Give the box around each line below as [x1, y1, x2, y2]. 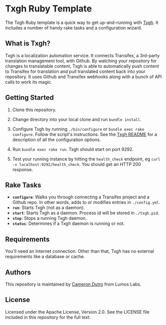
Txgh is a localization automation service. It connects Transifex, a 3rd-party [5, 52, 160, 58]
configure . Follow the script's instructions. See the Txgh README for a [12, 131, 158, 137]
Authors [5, 268, 31, 277]
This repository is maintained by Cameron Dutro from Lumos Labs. [5, 281, 142, 287]
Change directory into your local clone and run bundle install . [12, 116, 142, 122]
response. [12, 166, 33, 172]
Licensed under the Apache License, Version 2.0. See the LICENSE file [5, 309, 150, 315]
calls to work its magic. [5, 79, 52, 85]
